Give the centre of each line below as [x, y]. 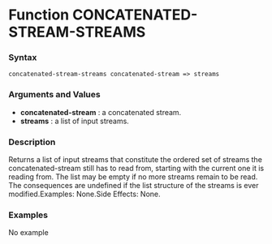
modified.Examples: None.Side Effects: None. [84, 194]
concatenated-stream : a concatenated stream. [101, 112]
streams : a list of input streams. [75, 121]
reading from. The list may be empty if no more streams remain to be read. [133, 177]
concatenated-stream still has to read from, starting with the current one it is [136, 169]
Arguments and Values [54, 95]
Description [32, 142]
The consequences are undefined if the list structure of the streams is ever [134, 186]
